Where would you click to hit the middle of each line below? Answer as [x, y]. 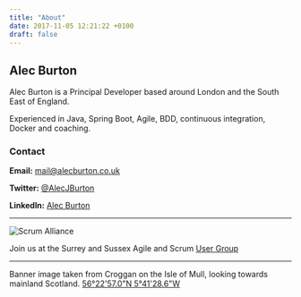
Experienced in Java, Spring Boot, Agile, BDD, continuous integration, [138, 119]
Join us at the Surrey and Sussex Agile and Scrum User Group [124, 249]
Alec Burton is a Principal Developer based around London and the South [144, 92]
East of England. [39, 102]
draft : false [34, 34]
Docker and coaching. [50, 128]
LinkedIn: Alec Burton [50, 206]
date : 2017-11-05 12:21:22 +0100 [72, 26]
